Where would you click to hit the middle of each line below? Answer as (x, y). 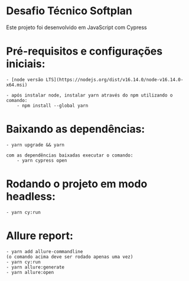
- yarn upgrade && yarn (35, 145)
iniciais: (26, 64)
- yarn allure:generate (35, 267)
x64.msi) (17, 85)
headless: (31, 196)
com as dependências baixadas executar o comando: (70, 155)
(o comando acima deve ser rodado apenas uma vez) (70, 257)
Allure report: (40, 236)
